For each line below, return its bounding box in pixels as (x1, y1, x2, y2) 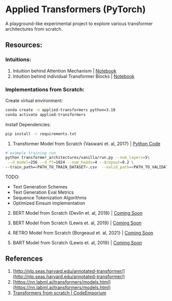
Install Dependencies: (5, 121, 51, 127)
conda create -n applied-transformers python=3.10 (5, 107, 116, 112)
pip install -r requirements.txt (5, 131, 77, 136)
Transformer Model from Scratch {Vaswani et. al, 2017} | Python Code (12, 141, 161, 147)
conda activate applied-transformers (5, 112, 86, 117)
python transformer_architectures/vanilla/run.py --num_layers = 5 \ (5, 155, 150, 160)
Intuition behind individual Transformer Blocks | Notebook (12, 73, 135, 79)
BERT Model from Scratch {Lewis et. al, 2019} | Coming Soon (12, 220, 142, 226)
